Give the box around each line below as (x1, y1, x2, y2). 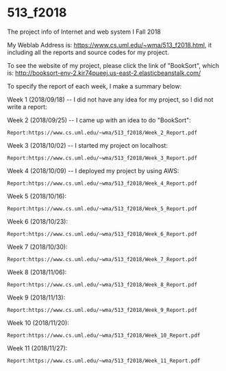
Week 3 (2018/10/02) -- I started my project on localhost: (7, 141, 168, 149)
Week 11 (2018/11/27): (7, 344, 68, 352)
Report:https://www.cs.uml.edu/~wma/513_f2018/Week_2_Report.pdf (7, 129, 197, 136)
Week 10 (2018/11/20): (7, 318, 70, 327)
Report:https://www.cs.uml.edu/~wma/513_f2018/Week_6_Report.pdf (7, 230, 197, 238)
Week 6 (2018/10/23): (7, 217, 68, 225)
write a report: (7, 102, 47, 111)
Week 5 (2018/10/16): (7, 192, 67, 200)
